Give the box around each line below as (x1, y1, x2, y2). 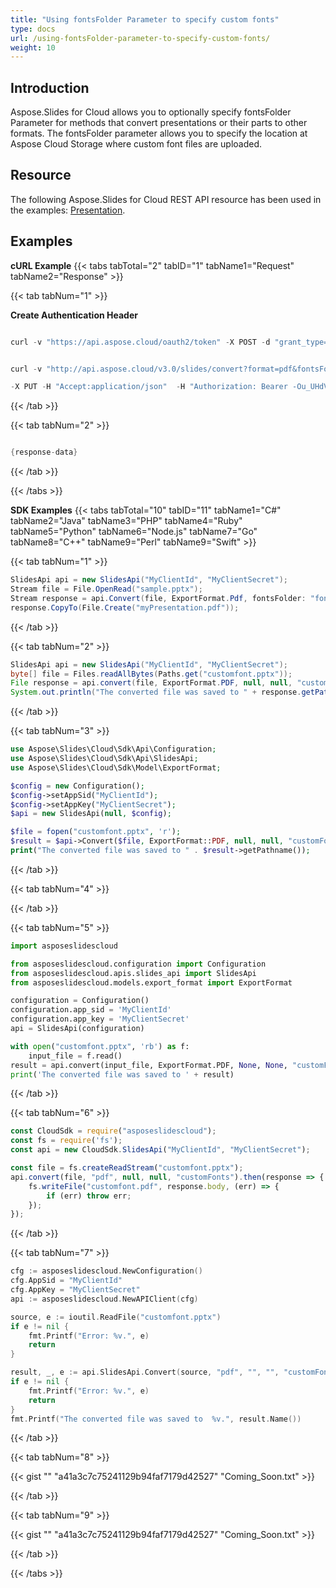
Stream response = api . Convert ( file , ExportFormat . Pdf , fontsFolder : (10, 593, 307, 603)
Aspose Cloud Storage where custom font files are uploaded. (10, 138, 263, 150)
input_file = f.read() (28, 1051, 123, 1061)
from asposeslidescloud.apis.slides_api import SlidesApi (10, 968, 257, 978)
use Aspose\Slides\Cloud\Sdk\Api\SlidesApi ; (10, 754, 199, 764)
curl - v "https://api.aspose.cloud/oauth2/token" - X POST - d (10, 337, 271, 347)
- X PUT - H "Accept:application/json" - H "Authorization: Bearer (10, 382, 288, 392)
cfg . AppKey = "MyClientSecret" (10, 1285, 141, 1295)
